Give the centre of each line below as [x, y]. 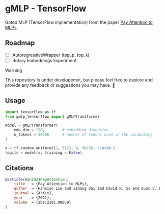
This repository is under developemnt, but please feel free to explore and [79, 80]
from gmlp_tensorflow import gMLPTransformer [52, 116]
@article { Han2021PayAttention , [37, 179]
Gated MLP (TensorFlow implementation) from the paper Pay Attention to [79, 22]
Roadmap [20, 43]
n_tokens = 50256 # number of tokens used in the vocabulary [83, 135]
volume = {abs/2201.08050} [42, 202]
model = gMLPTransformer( [31, 125]
